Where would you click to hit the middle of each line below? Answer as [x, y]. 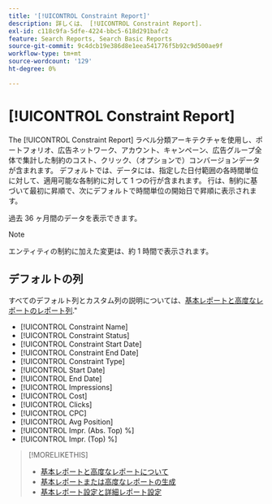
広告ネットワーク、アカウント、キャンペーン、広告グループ [157, 150]
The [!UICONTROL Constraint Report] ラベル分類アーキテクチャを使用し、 [132, 140]
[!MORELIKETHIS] [58, 454]
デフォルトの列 [46, 279]
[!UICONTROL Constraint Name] [74, 327]
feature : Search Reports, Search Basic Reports [91, 39]
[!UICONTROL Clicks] [56, 404]
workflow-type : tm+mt [45, 54]
